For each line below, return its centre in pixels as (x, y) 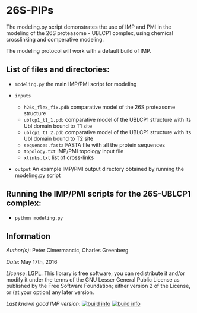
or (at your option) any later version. (50, 292)
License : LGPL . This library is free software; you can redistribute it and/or (96, 273)
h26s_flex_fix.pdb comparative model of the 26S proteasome (99, 107)
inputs (23, 96)
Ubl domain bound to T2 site (58, 138)
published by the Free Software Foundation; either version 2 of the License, (99, 286)
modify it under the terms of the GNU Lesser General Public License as (93, 280)
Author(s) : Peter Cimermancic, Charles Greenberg (67, 251)
